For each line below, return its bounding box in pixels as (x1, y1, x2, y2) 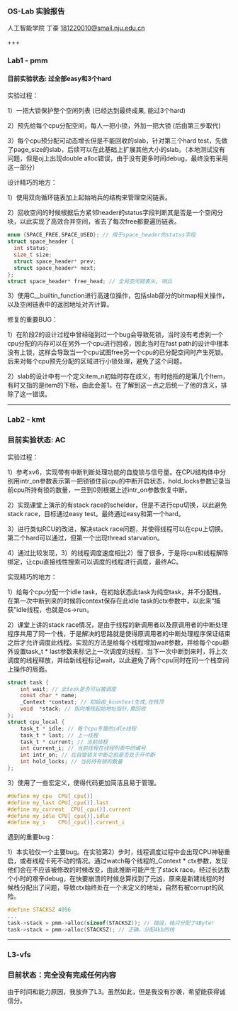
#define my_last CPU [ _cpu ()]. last (7, 799, 110, 807)
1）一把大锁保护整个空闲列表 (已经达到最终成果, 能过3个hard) (7, 106, 186, 115)
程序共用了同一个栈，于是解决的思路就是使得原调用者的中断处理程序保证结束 (7, 629, 231, 638)
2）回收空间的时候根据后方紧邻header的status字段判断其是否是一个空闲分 (7, 208, 224, 217)
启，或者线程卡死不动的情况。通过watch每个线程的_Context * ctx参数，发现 (7, 857, 228, 865)
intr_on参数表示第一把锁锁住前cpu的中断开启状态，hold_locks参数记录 (19, 476, 225, 485)
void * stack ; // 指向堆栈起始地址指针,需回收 (20, 705, 147, 713)
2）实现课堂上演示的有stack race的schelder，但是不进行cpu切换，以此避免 (7, 501, 227, 509)
